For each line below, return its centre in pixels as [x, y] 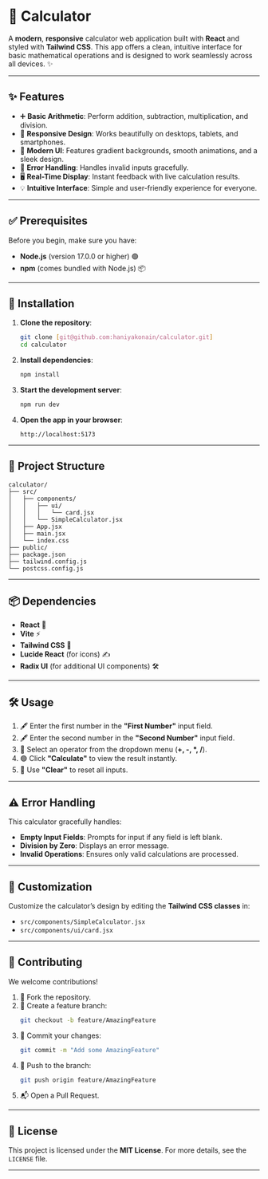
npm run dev [39, 404]
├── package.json [37, 554]
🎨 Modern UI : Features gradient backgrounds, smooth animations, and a [138, 150]
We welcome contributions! [53, 981]
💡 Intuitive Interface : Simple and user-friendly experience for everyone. [138, 187]
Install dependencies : [56, 360]
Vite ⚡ [30, 633]
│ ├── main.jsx [37, 534]
